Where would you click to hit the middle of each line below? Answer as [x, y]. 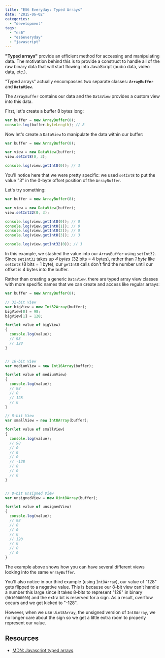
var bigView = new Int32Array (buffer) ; [46, 307]
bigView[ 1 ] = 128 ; [24, 316]
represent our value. [26, 623]
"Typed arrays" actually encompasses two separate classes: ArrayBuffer [79, 81]
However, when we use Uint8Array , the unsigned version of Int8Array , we [81, 612]
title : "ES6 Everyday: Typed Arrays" [44, 10]
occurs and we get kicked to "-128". [41, 603]
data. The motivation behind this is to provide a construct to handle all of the [82, 61]
